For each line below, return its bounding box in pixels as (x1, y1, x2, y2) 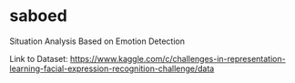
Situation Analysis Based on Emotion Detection (9, 36, 185, 47)
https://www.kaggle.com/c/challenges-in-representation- (69, 53, 286, 64)
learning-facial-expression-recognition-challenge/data (9, 63, 215, 74)
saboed (9, 5, 68, 26)
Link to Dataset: (9, 53, 68, 64)
